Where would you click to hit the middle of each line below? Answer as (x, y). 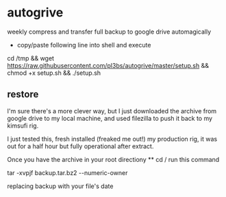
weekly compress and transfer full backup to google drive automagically (109, 32)
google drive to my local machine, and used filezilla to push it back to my (110, 118)
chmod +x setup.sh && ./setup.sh (54, 73)
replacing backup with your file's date (60, 186)
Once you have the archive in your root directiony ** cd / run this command (113, 159)
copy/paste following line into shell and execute (84, 45)
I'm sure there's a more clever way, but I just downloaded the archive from (112, 111)
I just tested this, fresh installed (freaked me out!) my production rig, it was (112, 139)
